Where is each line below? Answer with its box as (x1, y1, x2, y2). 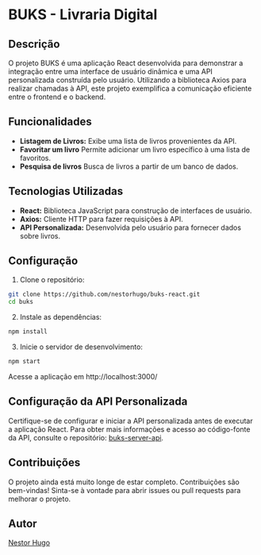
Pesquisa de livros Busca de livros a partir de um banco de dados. (19, 161, 239, 171)
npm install (8, 328, 48, 336)
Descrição (8, 37, 60, 51)
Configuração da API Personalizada (8, 395, 188, 409)
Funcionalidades (8, 115, 93, 129)
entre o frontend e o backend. (8, 92, 106, 101)
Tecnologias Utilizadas (8, 184, 124, 198)
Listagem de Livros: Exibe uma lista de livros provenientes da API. (19, 136, 237, 146)
